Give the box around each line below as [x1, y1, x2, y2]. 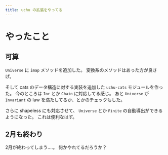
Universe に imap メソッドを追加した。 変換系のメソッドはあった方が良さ [5, 67, 157, 73]
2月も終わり [5, 130, 43, 139]
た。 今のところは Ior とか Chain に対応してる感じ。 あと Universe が [5, 90, 149, 96]
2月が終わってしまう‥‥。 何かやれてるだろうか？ [5, 144, 107, 150]
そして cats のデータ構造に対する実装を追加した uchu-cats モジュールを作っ [5, 84, 163, 90]
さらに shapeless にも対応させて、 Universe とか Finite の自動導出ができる [5, 107, 163, 113]
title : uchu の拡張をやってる [5, 7, 63, 13]
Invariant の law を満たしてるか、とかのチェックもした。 [5, 97, 125, 103]
